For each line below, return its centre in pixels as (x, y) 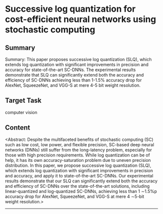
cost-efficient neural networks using (81, 19)
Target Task (23, 101)
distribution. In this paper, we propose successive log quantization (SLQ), (78, 165)
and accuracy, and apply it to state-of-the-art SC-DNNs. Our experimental (79, 175)
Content (18, 128)
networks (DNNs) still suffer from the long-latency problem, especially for (79, 150)
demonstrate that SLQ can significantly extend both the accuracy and (74, 75)
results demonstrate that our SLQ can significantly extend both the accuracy (81, 181)
